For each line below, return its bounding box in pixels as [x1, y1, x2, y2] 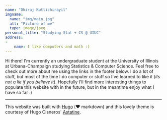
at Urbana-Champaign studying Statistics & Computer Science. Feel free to [5, 63, 159, 69]
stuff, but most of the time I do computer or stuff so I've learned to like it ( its [5, 73, 161, 79]
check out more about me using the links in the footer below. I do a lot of [5, 68, 154, 74]
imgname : [5, 12, 23, 17]
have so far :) [5, 89, 32, 95]
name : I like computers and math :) [14, 44, 90, 49]
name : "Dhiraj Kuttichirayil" [5, 7, 68, 12]
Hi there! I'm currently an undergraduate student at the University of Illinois [5, 58, 159, 63]
